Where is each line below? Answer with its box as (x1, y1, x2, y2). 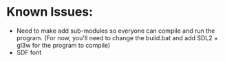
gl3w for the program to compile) (16, 41, 111, 49)
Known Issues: (6, 4, 94, 20)
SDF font (16, 48, 42, 57)
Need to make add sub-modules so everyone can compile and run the (16, 27, 215, 35)
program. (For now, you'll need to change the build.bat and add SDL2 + (16, 33, 218, 42)
